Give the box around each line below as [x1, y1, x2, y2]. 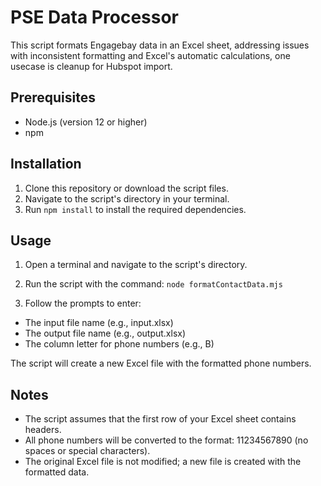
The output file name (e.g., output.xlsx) [24, 327, 187, 340]
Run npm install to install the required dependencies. [24, 203, 247, 215]
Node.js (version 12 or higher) [24, 116, 148, 128]
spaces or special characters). [24, 445, 151, 457]
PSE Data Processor [10, 6, 179, 29]
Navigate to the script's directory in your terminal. [24, 192, 230, 205]
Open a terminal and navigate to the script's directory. [24, 259, 248, 271]
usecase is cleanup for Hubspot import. [10, 60, 173, 72]
